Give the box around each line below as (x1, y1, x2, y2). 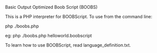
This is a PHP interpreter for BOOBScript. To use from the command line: (5, 14, 153, 19)
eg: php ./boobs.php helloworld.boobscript (5, 33, 92, 38)
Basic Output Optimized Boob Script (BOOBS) (5, 4, 98, 10)
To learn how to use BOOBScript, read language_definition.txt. (5, 42, 131, 48)
